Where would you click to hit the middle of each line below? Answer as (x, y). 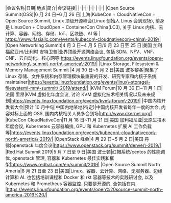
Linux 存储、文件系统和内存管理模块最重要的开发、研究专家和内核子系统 (81, 76)
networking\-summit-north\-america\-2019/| (52, 64)
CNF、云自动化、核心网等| (33, 58)
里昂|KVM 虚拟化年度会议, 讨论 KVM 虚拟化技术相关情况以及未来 (83, 94)
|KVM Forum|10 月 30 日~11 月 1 (122, 88)
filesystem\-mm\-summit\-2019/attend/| (47, 88)
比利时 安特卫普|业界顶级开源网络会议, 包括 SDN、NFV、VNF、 (91, 52)
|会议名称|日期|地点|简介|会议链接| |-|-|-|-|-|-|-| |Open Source (70, 8)
